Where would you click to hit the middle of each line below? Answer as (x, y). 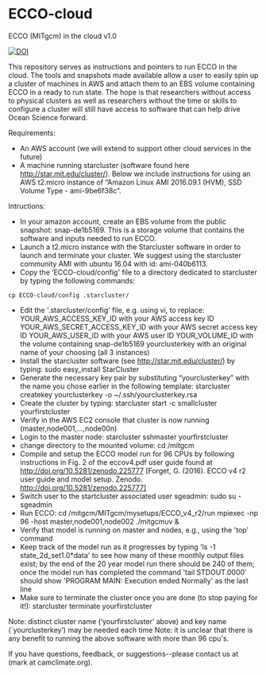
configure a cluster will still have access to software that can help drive (124, 109)
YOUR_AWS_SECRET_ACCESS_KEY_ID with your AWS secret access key (139, 326)
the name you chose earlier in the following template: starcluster (125, 386)
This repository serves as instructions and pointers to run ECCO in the (123, 66)
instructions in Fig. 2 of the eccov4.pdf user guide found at (116, 462)
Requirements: (32, 133)
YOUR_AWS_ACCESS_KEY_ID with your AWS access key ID (117, 318)
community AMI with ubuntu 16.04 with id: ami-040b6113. (114, 263)
